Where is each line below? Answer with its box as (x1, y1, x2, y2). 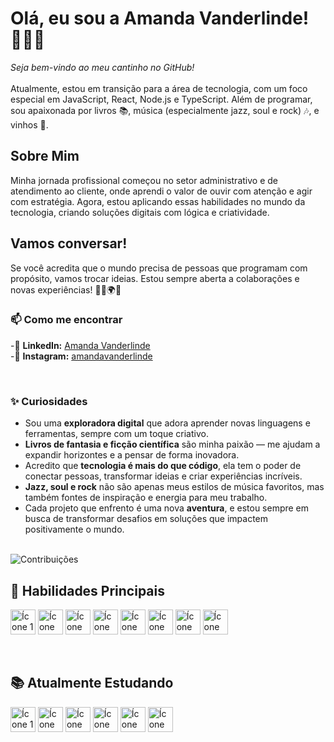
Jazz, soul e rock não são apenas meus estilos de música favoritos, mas (24, 481, 325, 493)
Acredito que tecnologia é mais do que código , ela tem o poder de (24, 460, 302, 472)
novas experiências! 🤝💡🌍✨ (10, 283, 122, 296)
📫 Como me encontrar (10, 313, 123, 327)
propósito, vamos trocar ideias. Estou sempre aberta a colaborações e (10, 272, 300, 284)
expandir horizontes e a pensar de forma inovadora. (24, 449, 240, 461)
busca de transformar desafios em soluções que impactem (24, 513, 269, 525)
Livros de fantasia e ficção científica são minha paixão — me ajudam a (24, 438, 321, 451)
